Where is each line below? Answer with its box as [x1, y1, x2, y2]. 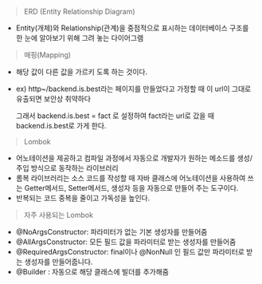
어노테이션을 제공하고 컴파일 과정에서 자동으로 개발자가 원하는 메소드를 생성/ [15, 153, 253, 163]
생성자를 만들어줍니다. [24, 257, 93, 266]
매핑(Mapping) [23, 50, 72, 59]
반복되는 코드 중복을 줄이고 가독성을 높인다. [15, 193, 151, 203]
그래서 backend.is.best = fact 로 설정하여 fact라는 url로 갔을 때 [15, 111, 215, 120]
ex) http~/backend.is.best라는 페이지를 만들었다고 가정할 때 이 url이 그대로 [15, 84, 252, 93]
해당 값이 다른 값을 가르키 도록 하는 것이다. [15, 67, 148, 77]
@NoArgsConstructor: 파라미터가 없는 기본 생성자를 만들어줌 [15, 227, 208, 236]
